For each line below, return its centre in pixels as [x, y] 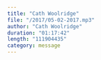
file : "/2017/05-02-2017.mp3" [51, 20]
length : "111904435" [37, 39]
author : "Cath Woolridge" [45, 26]
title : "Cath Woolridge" [43, 13]
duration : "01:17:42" [39, 33]
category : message [34, 46]
